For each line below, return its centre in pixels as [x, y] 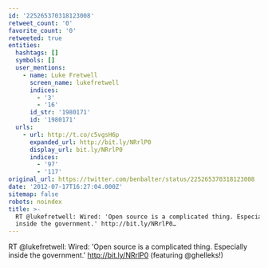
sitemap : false [33, 194]
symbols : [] [35, 61]
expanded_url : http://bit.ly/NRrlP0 [90, 142]
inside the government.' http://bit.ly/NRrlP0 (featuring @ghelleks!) [116, 255]
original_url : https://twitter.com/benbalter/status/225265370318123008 [132, 180]
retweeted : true [35, 38]
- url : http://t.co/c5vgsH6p [71, 134]
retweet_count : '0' [41, 23]
